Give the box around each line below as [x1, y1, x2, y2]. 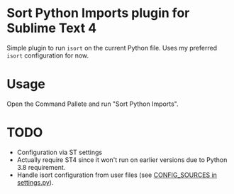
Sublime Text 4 [6, 20, 97, 36]
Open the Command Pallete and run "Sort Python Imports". [6, 99, 179, 108]
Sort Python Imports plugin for [6, 5, 190, 21]
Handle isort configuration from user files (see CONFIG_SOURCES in [16, 171, 218, 179]
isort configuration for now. [6, 51, 89, 60]
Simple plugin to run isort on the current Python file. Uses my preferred [6, 43, 218, 52]
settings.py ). [16, 178, 54, 186]
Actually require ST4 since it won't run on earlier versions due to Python [16, 155, 228, 164]
